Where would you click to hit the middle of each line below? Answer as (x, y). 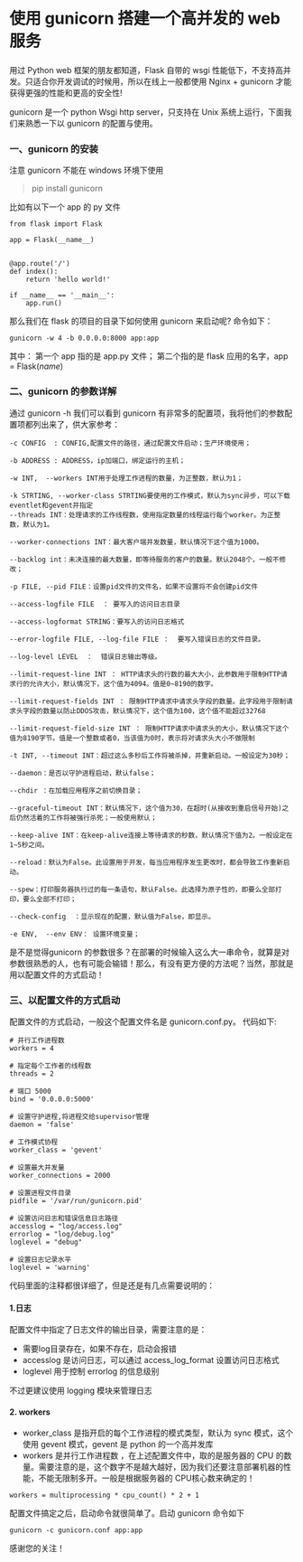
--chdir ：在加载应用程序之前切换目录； (76, 790)
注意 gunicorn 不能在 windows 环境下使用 (87, 170)
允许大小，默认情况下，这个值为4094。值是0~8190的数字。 (124, 683)
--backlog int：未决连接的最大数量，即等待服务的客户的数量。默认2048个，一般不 (144, 560)
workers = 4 (32, 1049)
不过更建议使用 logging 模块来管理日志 (81, 1391)
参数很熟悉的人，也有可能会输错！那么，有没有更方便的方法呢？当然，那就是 (151, 963)
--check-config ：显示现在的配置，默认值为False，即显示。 (112, 917)
